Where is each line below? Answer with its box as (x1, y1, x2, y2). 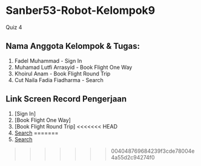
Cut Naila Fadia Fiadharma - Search (14, 76, 104, 83)
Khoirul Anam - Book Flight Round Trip (14, 70, 111, 77)
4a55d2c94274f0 (111, 153, 155, 161)
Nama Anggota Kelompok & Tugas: (5, 41, 140, 51)
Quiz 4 (5, 24, 22, 31)
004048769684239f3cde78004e (111, 147, 195, 155)
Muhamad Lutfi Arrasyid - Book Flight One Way (14, 63, 133, 71)
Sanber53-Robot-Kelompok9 (5, 4, 156, 18)
